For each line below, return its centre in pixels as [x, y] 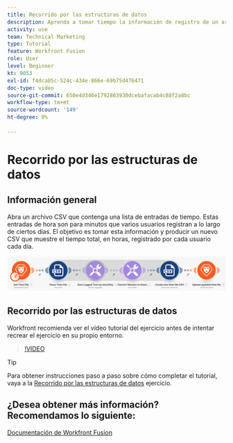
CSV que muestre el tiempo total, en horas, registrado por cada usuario [109, 239]
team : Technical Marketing [46, 37]
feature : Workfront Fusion [46, 51]
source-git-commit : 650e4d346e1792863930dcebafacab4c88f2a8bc [99, 95]
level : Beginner [31, 66]
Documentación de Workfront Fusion [60, 432]
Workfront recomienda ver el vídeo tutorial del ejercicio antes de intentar [111, 328]
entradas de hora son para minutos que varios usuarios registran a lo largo [114, 224]
